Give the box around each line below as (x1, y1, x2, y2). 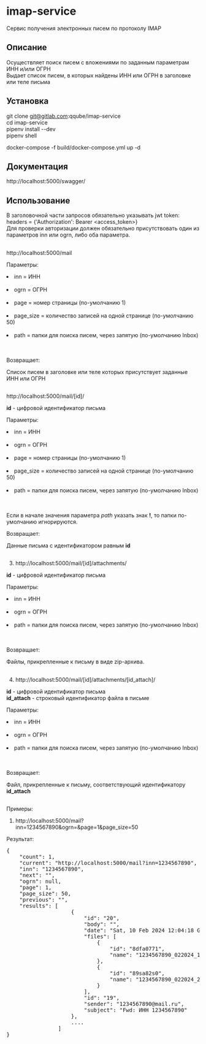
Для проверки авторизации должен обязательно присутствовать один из (6, 225, 200, 232)
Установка (6, 96, 49, 107)
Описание (6, 42, 47, 53)
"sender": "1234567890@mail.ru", (83, 1000, 185, 1008)
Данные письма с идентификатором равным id (6, 541, 131, 549)
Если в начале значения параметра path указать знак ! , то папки (6, 511, 177, 519)
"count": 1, (19, 853, 55, 861)
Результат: (6, 836, 34, 843)
